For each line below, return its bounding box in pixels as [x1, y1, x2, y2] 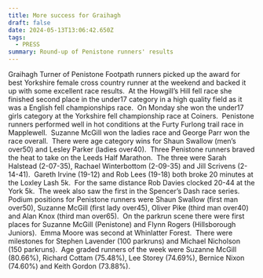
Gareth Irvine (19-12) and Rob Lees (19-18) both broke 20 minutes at [34, 170, 254, 179]
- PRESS [15, 41, 41, 49]
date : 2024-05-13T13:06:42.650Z [8, 26, 114, 34]
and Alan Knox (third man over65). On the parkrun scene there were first [8, 211, 245, 221]
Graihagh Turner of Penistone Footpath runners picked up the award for [8, 70, 241, 79]
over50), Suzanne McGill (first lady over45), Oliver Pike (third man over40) [8, 203, 249, 212]
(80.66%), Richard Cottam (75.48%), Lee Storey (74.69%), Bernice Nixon [8, 253, 245, 262]
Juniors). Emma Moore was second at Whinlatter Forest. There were [8, 229, 233, 237]
